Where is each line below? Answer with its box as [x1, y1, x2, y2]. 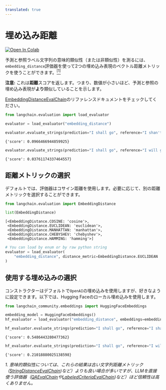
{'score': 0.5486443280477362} [5, 335, 70, 340]
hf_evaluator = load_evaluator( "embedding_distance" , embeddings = [5, 317, 145, 322]
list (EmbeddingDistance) [5, 210, 56, 215]
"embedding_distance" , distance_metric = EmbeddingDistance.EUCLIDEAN [14, 254, 158, 259]
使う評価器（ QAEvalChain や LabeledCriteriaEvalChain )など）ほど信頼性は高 [5, 374, 160, 380]
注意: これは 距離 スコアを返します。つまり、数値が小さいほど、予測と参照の [5, 80, 159, 86]
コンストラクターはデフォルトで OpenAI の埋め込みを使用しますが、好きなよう [5, 287, 161, 293]
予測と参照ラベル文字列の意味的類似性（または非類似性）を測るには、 [5, 57, 148, 63]
